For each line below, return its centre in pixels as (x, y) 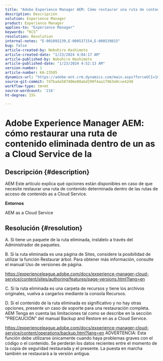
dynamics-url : (19, 77)
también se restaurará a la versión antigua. (48, 354)
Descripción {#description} (47, 172)
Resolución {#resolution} (44, 228)
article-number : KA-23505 (31, 73)
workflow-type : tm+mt (27, 86)
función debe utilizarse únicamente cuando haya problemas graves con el (79, 338)
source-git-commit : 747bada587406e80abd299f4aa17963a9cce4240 (69, 81)
